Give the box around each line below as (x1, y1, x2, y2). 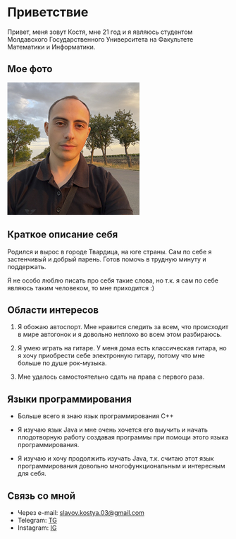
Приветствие (7, 4, 89, 20)
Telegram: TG (17, 516, 58, 524)
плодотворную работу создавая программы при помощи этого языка (17, 433, 229, 442)
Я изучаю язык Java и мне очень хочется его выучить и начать (17, 425, 208, 434)
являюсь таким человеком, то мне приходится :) (7, 283, 155, 292)
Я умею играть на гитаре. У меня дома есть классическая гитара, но (17, 344, 227, 353)
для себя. (17, 469, 47, 478)
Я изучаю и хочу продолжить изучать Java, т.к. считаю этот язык (17, 454, 214, 463)
